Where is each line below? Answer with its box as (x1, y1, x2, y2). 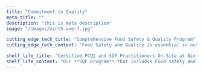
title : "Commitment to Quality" (6, 8, 88, 15)
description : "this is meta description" (6, 20, 112, 26)
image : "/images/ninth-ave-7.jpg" (6, 25, 94, 32)
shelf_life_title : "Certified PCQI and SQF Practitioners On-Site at (6, 53, 185, 59)
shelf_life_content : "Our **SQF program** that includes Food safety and (6, 58, 196, 64)
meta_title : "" (6, 14, 45, 20)
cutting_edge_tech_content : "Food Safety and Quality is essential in (6, 42, 188, 48)
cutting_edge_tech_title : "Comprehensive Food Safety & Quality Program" (6, 37, 196, 43)
